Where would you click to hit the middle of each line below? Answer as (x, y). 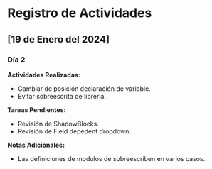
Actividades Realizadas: (44, 75)
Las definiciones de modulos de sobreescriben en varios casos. (111, 158)
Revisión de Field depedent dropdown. (74, 131)
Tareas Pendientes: (37, 110)
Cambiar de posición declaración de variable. (84, 88)
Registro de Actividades (80, 13)
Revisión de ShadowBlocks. (58, 124)
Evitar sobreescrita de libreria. (62, 96)
